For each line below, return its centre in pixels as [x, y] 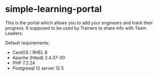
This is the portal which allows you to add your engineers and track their [79, 23]
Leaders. [14, 33]
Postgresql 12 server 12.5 [38, 68]
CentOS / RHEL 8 [30, 52]
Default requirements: [27, 42]
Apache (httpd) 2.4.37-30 [39, 57]
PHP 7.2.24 [24, 63]
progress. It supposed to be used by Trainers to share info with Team [76, 28]
